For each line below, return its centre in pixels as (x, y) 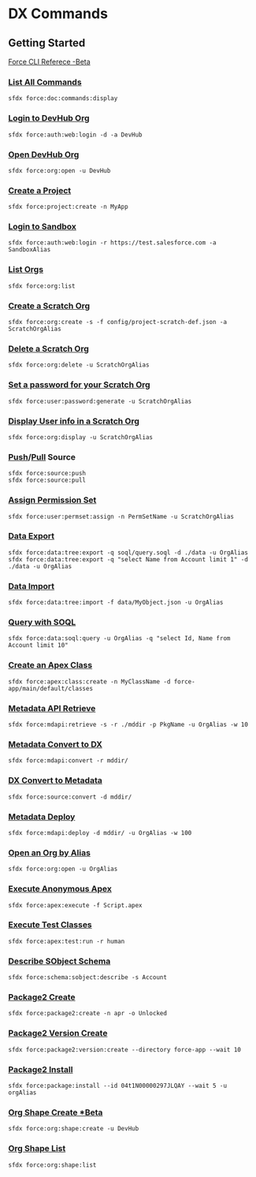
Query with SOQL (42, 622)
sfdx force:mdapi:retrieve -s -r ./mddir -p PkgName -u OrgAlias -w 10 (128, 725)
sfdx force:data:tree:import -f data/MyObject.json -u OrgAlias (116, 603)
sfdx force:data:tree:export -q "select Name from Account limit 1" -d (128, 559)
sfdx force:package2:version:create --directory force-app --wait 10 (125, 1049)
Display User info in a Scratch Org (74, 421)
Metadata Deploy (42, 817)
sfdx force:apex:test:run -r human (67, 941)
